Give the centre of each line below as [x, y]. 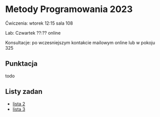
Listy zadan [24, 92]
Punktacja [21, 64]
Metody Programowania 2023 [69, 9]
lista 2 [19, 103]
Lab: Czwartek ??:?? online [33, 33]
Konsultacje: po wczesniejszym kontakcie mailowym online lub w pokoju [80, 42]
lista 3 [19, 109]
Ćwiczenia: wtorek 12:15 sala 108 [39, 23]
